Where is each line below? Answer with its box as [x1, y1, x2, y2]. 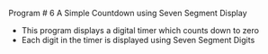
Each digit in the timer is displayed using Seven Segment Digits [21, 35, 255, 45]
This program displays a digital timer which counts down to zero [21, 25, 260, 35]
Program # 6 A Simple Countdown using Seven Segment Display [8, 8, 248, 18]
